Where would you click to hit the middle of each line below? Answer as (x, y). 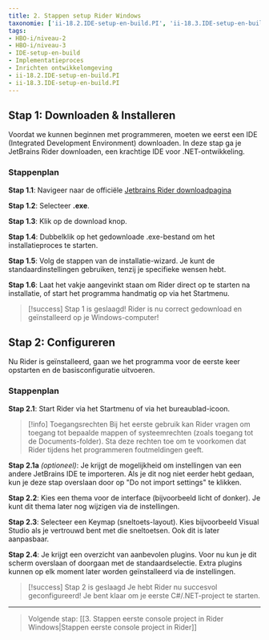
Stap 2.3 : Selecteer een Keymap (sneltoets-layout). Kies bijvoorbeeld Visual (134, 521)
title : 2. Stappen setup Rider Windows (75, 16)
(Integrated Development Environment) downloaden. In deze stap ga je (125, 143)
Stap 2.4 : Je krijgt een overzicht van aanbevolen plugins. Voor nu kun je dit (132, 554)
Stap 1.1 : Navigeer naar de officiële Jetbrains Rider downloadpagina (120, 190)
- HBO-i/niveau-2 (37, 38)
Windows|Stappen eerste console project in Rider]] (112, 627)
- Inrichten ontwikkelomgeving (60, 68)
